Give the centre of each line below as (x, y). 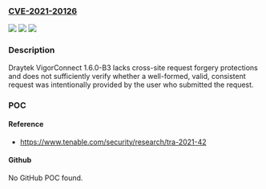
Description (32, 50)
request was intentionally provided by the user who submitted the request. (131, 85)
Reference (26, 124)
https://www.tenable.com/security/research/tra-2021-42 (113, 142)
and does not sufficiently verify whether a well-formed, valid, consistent (127, 76)
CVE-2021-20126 (43, 11)
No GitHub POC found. (46, 178)
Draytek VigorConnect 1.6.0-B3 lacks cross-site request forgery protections (133, 67)
